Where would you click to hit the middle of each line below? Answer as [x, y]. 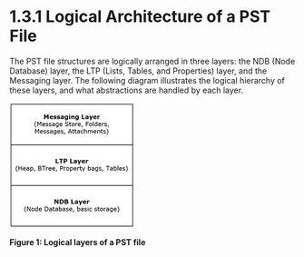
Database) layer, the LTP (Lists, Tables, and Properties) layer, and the [138, 71]
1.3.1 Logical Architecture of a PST [140, 17]
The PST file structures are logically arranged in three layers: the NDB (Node [152, 61]
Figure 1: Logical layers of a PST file [78, 242]
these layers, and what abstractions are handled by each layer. [126, 90]
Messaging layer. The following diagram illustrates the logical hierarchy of [147, 80]
